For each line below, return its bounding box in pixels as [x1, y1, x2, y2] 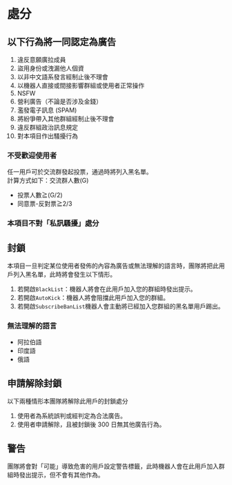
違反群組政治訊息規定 [17, 123, 78, 131]
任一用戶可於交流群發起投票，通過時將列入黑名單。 [7, 168, 153, 176]
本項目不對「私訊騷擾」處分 [7, 219, 99, 228]
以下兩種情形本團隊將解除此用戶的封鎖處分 [7, 397, 128, 406]
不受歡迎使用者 [7, 150, 57, 160]
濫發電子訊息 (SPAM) [17, 106, 77, 114]
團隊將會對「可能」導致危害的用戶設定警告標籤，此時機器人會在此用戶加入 [7, 462, 219, 470]
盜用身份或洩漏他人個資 [17, 64, 84, 72]
